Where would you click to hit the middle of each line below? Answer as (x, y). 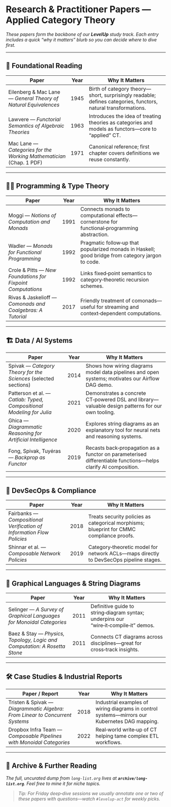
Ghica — (19, 421)
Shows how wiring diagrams (119, 366)
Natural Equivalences (34, 104)
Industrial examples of (122, 702)
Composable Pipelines (35, 736)
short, (96, 95)
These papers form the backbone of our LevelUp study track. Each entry (82, 34)
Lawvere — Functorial (35, 119)
